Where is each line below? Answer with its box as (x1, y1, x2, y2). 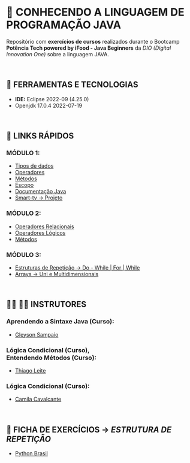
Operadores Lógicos (14, 229, 66, 236)
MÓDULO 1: (6, 149, 40, 158)
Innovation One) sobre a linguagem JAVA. (6, 50, 110, 58)
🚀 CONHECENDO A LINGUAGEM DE (6, 5, 185, 19)
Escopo (14, 181, 34, 189)
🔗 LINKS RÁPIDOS (6, 131, 74, 141)
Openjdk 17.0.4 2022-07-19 (14, 102, 83, 109)
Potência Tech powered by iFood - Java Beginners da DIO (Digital (6, 44, 171, 52)
